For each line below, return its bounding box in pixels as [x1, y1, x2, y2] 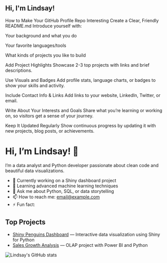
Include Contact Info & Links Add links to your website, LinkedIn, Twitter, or [5, 92, 161, 98]
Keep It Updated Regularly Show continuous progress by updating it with [5, 122, 156, 128]
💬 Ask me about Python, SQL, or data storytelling [12, 188, 114, 194]
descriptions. [5, 67, 33, 73]
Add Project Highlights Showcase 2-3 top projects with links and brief [5, 62, 150, 68]
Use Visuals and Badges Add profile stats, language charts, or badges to [5, 77, 156, 83]
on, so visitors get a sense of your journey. [5, 113, 94, 119]
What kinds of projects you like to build [5, 52, 86, 58]
